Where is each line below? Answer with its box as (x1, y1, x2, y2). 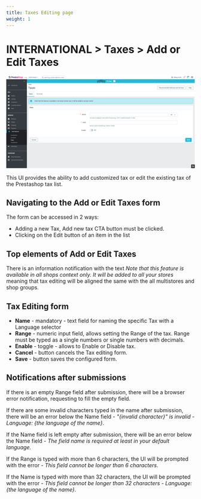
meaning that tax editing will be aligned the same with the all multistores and (6, 277, 194, 285)
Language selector (14, 323, 62, 331)
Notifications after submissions (6, 373, 127, 383)
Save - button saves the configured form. (14, 355, 117, 362)
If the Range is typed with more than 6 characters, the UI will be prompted (6, 455, 189, 462)
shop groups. (6, 284, 39, 291)
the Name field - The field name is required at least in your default (6, 437, 170, 444)
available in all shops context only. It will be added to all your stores (6, 271, 173, 279)
